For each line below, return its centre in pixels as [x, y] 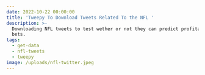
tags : [13, 40]
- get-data [26, 46]
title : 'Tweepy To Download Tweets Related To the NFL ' [80, 18]
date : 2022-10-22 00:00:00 [41, 12]
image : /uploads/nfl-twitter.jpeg [50, 62]
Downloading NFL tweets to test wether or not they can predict [95, 29]
